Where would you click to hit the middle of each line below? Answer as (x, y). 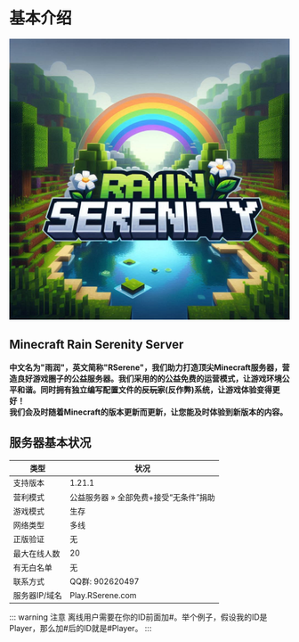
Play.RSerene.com (103, 595)
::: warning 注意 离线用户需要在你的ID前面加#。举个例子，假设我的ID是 (138, 617)
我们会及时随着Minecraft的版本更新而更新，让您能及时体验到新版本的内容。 (148, 412)
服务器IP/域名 (37, 596)
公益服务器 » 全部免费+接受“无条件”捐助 (142, 497)
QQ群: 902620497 (105, 581)
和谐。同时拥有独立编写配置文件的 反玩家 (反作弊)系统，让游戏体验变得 (145, 390)
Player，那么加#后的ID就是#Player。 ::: (81, 628)
